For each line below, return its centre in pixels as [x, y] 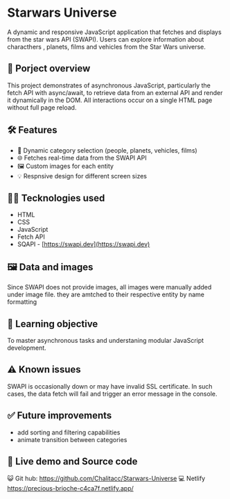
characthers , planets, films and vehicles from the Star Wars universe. [106, 46]
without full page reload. [42, 107]
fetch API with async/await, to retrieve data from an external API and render [115, 92]
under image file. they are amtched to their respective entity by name [106, 295]
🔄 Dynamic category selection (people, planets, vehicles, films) [107, 150]
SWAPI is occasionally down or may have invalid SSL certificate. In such [110, 386]
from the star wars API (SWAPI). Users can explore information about [106, 39]
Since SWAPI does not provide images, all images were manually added [109, 287]
